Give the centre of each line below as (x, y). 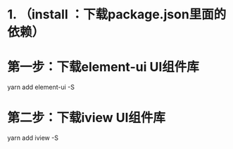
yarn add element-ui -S (41, 87)
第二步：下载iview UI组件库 (87, 118)
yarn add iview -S (33, 138)
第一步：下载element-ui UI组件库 (103, 67)
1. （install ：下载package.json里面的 (117, 14)
